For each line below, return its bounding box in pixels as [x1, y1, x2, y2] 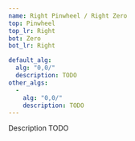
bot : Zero [8, 34, 42, 43]
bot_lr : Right [8, 42, 56, 50]
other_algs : [8, 78, 48, 87]
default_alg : [8, 56, 52, 64]
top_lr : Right [8, 27, 56, 35]
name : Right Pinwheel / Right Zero [8, 11, 128, 20]
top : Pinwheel [8, 19, 56, 27]
